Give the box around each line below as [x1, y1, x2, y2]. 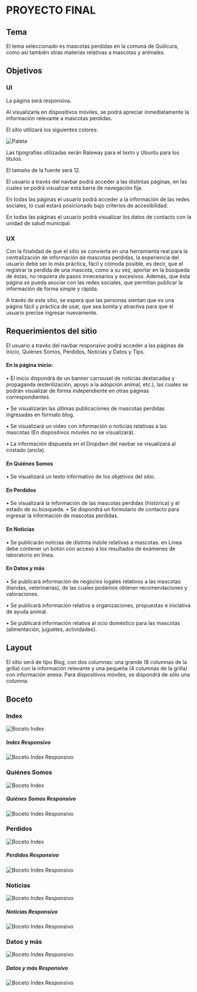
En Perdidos [6, 487, 36, 494]
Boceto [6, 695, 34, 705]
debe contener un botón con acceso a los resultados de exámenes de [6, 545, 176, 552]
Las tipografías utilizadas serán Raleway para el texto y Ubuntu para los [6, 148, 179, 156]
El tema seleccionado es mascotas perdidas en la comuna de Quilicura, [6, 42, 179, 49]
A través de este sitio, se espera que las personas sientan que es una [6, 296, 175, 303]
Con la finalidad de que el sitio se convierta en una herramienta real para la [6, 247, 188, 254]
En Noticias [6, 525, 35, 533]
